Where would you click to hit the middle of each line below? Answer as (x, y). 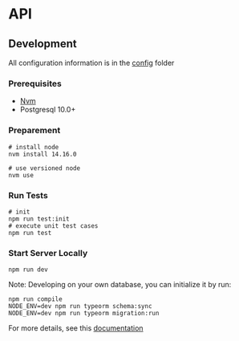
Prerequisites (35, 83)
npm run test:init (39, 219)
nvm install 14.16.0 (43, 154)
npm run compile (35, 299)
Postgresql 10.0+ (48, 110)
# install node (34, 147)
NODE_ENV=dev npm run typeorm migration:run (84, 314)
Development (43, 44)
